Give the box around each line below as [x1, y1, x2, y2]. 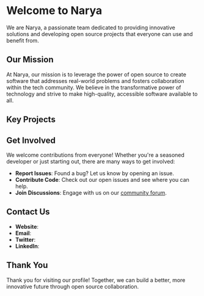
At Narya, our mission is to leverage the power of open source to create [6, 71, 186, 78]
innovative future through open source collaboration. [6, 283, 139, 290]
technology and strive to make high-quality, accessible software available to [6, 90, 198, 98]
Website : [15, 223, 38, 230]
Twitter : [15, 236, 36, 243]
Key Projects [6, 114, 56, 125]
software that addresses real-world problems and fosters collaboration [6, 77, 184, 84]
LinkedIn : [15, 242, 40, 250]
